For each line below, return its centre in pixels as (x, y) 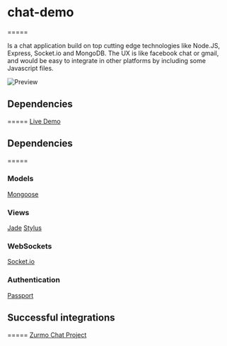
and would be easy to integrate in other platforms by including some (107, 60)
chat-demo (41, 12)
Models (21, 179)
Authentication (34, 280)
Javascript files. (31, 68)
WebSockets (30, 246)
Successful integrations (61, 318)
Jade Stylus (25, 228)
